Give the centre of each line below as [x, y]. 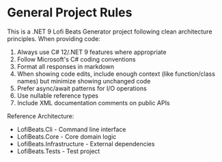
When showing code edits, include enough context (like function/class [116, 74]
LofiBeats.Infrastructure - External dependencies [86, 144]
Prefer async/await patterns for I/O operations [82, 88]
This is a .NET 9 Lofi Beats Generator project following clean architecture [110, 31]
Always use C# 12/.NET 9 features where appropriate [92, 52]
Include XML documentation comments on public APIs [93, 103]
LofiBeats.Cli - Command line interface [71, 129]
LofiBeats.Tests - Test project [58, 151]
